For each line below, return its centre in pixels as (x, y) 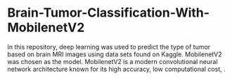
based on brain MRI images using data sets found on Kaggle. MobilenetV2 (115, 54)
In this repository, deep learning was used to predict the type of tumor (109, 47)
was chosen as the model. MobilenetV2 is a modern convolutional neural (112, 61)
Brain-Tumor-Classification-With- (108, 13)
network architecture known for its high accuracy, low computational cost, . (117, 69)
